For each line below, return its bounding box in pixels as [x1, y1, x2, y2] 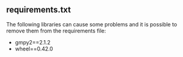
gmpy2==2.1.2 [14, 38, 51, 46]
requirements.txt [6, 5, 71, 15]
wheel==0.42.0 [14, 45, 53, 52]
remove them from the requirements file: [6, 27, 106, 34]
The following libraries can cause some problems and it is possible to [6, 20, 178, 28]
